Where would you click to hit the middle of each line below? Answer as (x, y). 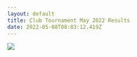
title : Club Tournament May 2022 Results (69, 20)
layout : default (31, 14)
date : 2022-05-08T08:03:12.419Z (54, 27)
